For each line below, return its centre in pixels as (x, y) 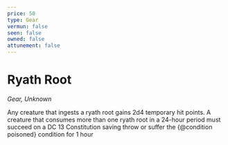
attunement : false (34, 46)
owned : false (26, 39)
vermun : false (28, 26)
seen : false (24, 33)
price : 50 (21, 13)
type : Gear (23, 20)
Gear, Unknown (29, 99)
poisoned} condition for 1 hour (50, 134)
